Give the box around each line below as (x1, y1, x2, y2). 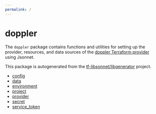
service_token (12, 103, 40, 109)
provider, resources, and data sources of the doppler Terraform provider (5, 49, 149, 55)
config (12, 73, 25, 79)
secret (12, 99, 25, 104)
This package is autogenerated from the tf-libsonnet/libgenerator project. (5, 63, 152, 69)
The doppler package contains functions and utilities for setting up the (5, 44, 145, 50)
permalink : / (5, 7, 31, 12)
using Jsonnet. (5, 54, 35, 60)
